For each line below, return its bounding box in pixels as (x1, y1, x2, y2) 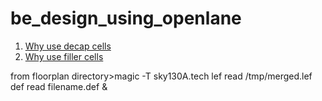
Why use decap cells (24, 40, 112, 52)
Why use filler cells (24, 50, 104, 62)
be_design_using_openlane (10, 7, 242, 30)
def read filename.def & (10, 80, 108, 92)
